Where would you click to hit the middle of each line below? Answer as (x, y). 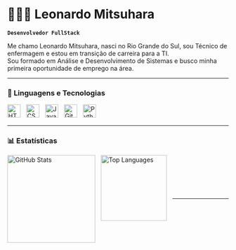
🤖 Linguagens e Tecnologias (56, 92)
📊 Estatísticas (32, 141)
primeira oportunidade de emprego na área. (71, 68)
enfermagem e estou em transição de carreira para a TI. (88, 53)
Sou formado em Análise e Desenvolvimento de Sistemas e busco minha (112, 61)
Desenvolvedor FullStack (44, 33)
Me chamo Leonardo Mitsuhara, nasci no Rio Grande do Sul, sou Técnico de (117, 46)
